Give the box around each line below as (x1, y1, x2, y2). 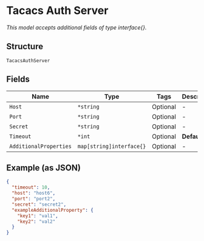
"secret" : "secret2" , (12, 201, 67, 208)
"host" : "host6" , (12, 190, 56, 197)
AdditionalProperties (9, 142, 72, 150)
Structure (6, 41, 44, 52)
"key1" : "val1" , (17, 212, 59, 219)
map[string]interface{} (77, 142, 146, 150)
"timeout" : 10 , (12, 184, 50, 190)
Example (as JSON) (6, 162, 81, 173)
